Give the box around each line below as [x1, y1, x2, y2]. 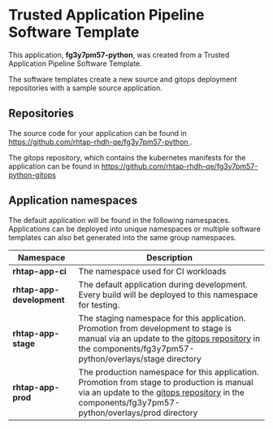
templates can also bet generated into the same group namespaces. [8, 232, 237, 242]
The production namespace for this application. [78, 366, 259, 378]
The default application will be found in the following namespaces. [8, 215, 231, 225]
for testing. [78, 299, 120, 310]
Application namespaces [8, 194, 138, 208]
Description [145, 252, 193, 263]
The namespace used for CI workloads [78, 265, 227, 277]
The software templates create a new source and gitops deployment [8, 74, 237, 84]
